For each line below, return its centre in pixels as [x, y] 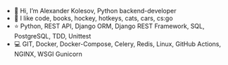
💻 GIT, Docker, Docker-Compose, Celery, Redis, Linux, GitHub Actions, [118, 44]
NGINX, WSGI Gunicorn [48, 54]
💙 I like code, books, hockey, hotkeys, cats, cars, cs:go [94, 18]
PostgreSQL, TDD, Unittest [52, 36]
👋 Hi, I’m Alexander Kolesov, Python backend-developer [95, 11]
